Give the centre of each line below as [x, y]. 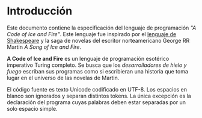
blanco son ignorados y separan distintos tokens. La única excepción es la [99, 96]
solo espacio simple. [32, 108]
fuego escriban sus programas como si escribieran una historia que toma [98, 71]
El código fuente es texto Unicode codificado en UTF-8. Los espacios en [97, 89]
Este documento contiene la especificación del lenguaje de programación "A [102, 28]
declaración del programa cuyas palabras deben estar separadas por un [96, 102]
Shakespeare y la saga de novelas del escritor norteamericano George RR [98, 40]
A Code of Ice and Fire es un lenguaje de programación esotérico [88, 58]
